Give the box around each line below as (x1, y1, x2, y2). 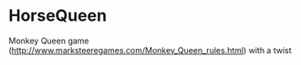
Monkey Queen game (8, 35, 89, 46)
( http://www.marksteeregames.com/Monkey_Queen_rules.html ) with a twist (8, 44, 292, 55)
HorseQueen (8, 5, 107, 26)
